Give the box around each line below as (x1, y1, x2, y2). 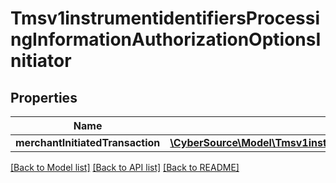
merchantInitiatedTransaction (15, 136, 161, 149)
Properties (10, 89, 78, 106)
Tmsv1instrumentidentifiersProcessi (10, 7, 320, 30)
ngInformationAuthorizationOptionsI (10, 28, 322, 51)
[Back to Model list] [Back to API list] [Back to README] (10, 162, 240, 173)
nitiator (10, 50, 72, 72)
